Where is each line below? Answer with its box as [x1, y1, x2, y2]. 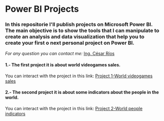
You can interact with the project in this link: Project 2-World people [5, 105, 143, 111]
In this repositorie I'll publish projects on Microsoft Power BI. [5, 21, 153, 28]
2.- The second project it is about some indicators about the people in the [5, 90, 159, 95]
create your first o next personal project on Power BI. [5, 39, 135, 46]
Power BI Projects [5, 3, 79, 15]
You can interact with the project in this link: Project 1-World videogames [5, 73, 153, 79]
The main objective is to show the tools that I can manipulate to [5, 27, 160, 34]
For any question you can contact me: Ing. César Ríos [5, 51, 115, 57]
